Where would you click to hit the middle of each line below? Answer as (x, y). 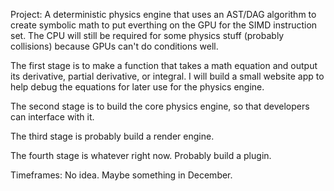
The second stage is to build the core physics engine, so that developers (160, 106)
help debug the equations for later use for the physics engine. (137, 87)
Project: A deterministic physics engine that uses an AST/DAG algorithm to (163, 14)
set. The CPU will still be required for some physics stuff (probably (147, 35)
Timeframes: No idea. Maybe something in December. (121, 175)
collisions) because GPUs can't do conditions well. (114, 46)
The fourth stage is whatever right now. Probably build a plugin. (141, 155)
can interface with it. (52, 117)
